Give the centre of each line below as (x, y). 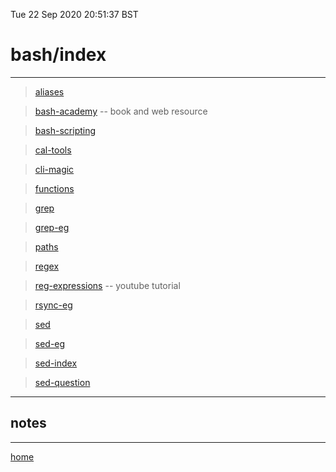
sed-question (62, 382)
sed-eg (50, 343)
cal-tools (53, 150)
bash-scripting (65, 130)
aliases (49, 91)
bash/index (58, 55)
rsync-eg (53, 305)
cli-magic (54, 169)
